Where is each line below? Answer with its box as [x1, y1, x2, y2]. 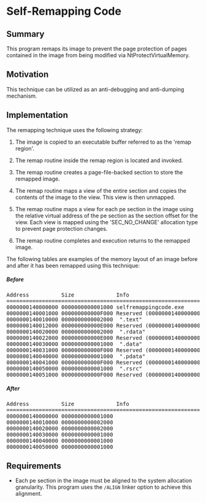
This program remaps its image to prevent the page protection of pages [6, 45, 187, 52]
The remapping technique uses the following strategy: [6, 126, 143, 133]
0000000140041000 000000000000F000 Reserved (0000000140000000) [6, 359, 204, 366]
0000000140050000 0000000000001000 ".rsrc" [6, 365, 143, 372]
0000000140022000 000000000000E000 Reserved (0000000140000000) [6, 334, 204, 341]
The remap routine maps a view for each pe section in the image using [15, 205, 194, 213]
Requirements [6, 461, 61, 471]
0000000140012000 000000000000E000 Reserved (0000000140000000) [6, 322, 204, 329]
